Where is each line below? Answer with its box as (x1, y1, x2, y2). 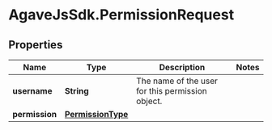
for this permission (136, 86, 208, 96)
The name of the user (136, 75, 219, 86)
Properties (8, 38, 63, 52)
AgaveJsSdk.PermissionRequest (8, 6, 235, 24)
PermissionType (64, 109, 129, 120)
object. (136, 95, 163, 107)
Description (159, 62, 206, 73)
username (12, 86, 53, 96)
